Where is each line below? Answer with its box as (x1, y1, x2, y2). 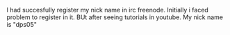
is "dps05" (6, 21, 38, 28)
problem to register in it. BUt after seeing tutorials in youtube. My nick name (6, 13, 224, 21)
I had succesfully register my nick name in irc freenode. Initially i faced (6, 6, 209, 14)
